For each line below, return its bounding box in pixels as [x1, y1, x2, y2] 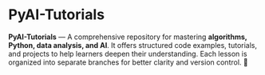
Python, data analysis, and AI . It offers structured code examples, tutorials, [8, 40, 258, 49]
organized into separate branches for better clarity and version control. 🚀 [8, 57, 249, 67]
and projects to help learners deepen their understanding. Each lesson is [8, 49, 247, 58]
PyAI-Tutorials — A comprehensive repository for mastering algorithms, [8, 32, 247, 41]
